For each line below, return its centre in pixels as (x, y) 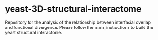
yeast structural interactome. (34, 32)
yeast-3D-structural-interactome (73, 9)
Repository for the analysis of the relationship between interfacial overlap (78, 22)
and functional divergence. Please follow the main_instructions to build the (79, 27)
